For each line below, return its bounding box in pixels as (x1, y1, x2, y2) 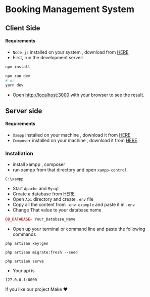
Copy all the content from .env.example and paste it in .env (12, 201, 135, 208)
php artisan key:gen (5, 241, 49, 246)
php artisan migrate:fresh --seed (5, 250, 78, 255)
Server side (5, 106, 42, 115)
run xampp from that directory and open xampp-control (12, 167, 127, 173)
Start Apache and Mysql (12, 186, 60, 192)
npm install (5, 64, 30, 69)
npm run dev (5, 73, 30, 78)
